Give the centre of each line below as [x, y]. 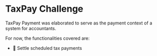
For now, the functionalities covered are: [48, 38]
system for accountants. [31, 28]
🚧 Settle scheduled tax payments [47, 48]
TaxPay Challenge [44, 9]
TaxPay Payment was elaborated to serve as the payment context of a [79, 23]
